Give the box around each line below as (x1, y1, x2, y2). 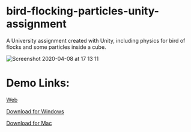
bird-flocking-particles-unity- (6, 4, 159, 18)
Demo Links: (6, 77, 70, 90)
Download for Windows (6, 107, 64, 115)
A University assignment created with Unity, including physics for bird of (6, 37, 186, 44)
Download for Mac (6, 119, 52, 127)
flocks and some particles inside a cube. (6, 43, 106, 51)
